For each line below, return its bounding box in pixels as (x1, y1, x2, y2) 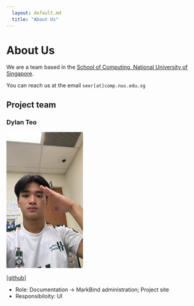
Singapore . (6, 70, 34, 78)
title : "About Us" (12, 16, 59, 23)
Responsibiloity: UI (15, 292, 63, 299)
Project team (6, 100, 56, 110)
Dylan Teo (6, 118, 37, 126)
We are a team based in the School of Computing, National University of (6, 64, 188, 71)
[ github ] (6, 274, 26, 281)
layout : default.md (12, 10, 62, 16)
